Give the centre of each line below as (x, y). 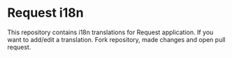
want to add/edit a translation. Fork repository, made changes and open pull (116, 39)
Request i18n (45, 13)
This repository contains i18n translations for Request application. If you (110, 32)
